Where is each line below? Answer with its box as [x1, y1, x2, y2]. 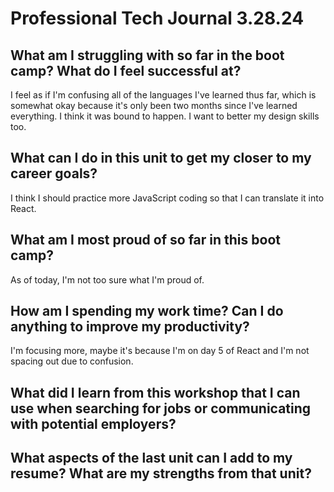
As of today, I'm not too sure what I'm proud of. [10, 273, 205, 286]
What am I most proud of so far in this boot [10, 232, 281, 249]
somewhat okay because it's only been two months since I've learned [10, 100, 298, 111]
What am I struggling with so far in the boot [10, 47, 285, 64]
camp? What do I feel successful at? [10, 62, 242, 79]
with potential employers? [10, 415, 177, 432]
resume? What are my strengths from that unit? [10, 465, 312, 482]
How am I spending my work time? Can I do [10, 303, 284, 320]
